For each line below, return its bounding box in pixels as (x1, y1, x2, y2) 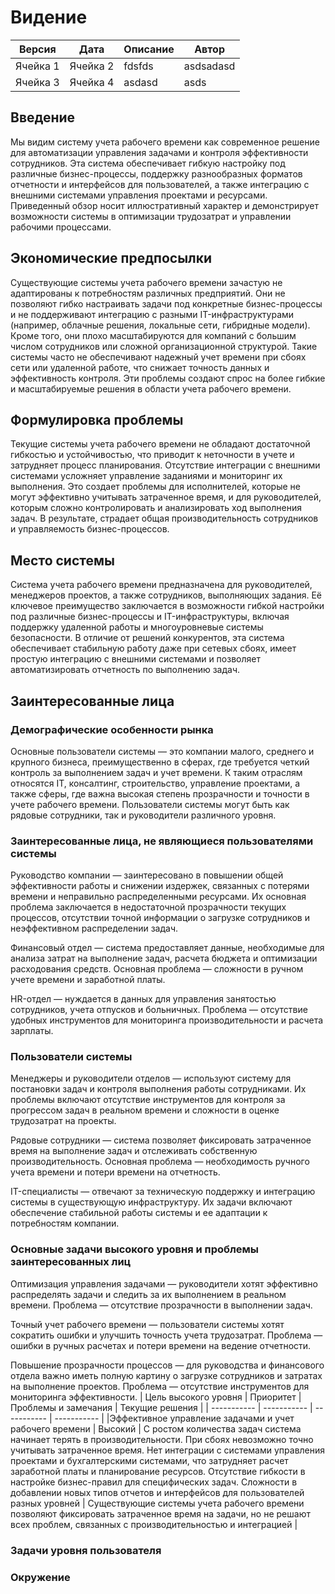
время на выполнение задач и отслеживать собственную (10, 1145, 258, 1157)
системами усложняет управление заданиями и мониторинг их (10, 470, 283, 482)
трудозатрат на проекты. (10, 1115, 117, 1127)
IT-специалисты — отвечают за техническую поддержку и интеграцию (10, 1186, 316, 1198)
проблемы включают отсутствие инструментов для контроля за (10, 1094, 286, 1106)
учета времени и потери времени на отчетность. (10, 1166, 221, 1178)
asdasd (123, 75, 158, 89)
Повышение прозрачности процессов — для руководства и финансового (10, 1359, 325, 1371)
